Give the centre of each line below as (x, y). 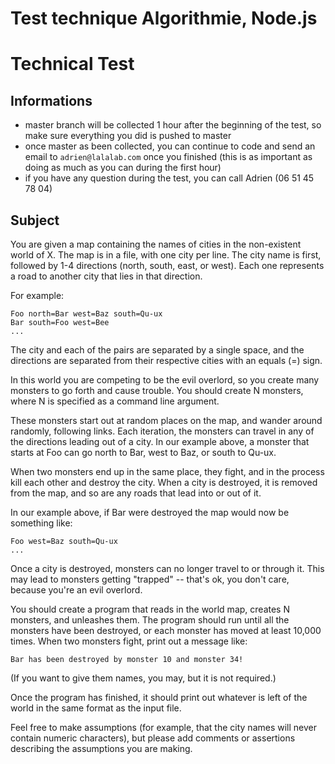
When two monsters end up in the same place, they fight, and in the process (167, 471)
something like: (41, 523)
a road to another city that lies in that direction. (106, 276)
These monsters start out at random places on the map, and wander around (166, 420)
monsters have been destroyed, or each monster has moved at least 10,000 (166, 630)
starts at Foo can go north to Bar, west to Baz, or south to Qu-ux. (143, 452)
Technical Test (72, 64)
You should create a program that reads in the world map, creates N (150, 609)
